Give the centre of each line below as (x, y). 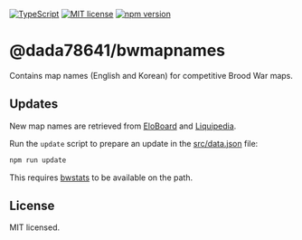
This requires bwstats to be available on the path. (101, 178)
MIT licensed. (35, 227)
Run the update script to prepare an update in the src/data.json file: (134, 143)
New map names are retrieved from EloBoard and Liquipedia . (123, 126)
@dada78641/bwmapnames (118, 51)
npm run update (38, 160)
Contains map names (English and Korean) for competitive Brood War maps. (151, 75)
